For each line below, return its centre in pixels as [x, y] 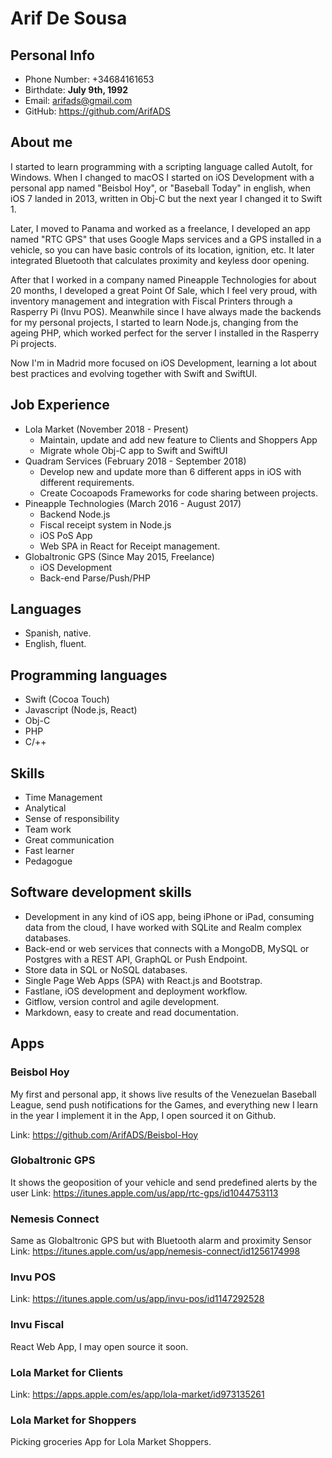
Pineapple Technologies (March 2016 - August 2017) [133, 503]
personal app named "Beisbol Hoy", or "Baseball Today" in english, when [161, 188]
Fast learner [49, 851]
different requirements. [87, 482]
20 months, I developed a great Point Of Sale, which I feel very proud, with [164, 290]
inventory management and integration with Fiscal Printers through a [151, 301]
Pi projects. [33, 343]
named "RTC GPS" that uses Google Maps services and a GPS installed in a [166, 239]
